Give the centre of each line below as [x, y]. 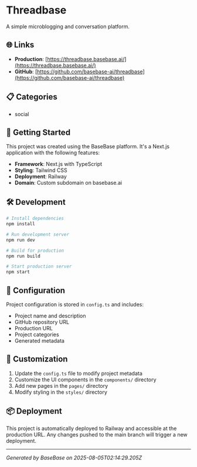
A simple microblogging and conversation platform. [68, 26]
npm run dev [21, 240]
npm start [18, 272]
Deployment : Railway [41, 177]
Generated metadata [39, 341]
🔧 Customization [37, 359]
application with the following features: [53, 153]
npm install [21, 224]
